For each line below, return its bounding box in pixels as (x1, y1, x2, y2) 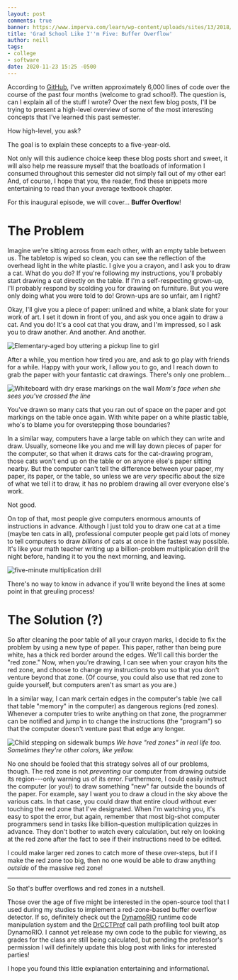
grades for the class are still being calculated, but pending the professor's (7, 935, 223, 944)
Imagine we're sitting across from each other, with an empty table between (7, 246, 227, 255)
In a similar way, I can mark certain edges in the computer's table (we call (7, 694, 222, 703)
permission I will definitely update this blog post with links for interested (7, 942, 217, 951)
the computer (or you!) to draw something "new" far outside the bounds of (7, 781, 225, 791)
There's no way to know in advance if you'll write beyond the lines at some (7, 579, 225, 588)
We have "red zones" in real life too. (116, 738, 222, 747)
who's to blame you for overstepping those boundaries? (7, 420, 171, 429)
